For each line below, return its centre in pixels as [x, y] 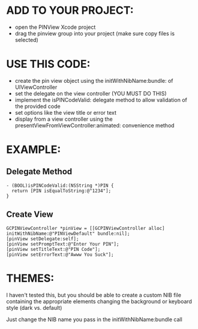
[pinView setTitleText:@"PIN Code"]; [53, 249]
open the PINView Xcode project [55, 27]
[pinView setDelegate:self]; [43, 239]
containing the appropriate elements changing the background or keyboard [99, 301]
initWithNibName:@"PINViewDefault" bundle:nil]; [68, 234]
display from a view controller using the [64, 119]
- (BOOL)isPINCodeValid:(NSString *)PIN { [60, 186]
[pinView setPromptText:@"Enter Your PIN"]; [63, 244]
